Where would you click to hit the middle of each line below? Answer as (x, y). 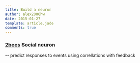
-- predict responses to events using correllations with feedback (70, 55)
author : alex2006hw (25, 14)
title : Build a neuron (28, 10)
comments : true (21, 28)
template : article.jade (29, 23)
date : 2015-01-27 (23, 19)
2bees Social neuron (30, 45)
